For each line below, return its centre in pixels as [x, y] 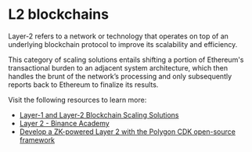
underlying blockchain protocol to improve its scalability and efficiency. [123, 44]
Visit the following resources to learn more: [77, 100]
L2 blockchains [59, 14]
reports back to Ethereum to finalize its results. [83, 85]
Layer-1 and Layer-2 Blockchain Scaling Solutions [99, 114]
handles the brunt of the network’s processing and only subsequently [120, 76]
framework [37, 139]
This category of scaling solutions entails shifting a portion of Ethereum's [126, 60]
